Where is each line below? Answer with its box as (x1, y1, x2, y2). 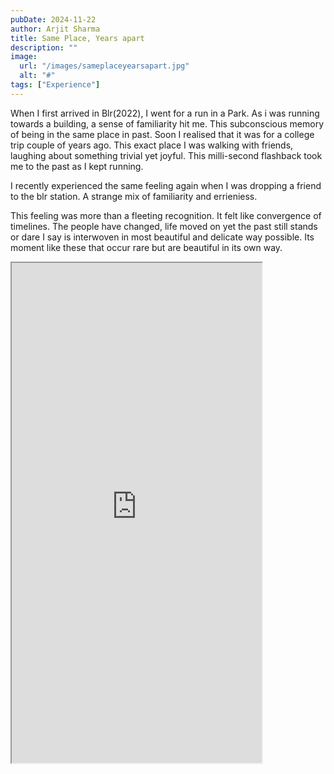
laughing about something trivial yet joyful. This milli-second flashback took (10, 149, 323, 161)
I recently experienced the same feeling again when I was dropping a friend (10, 179, 322, 191)
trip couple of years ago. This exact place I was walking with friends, (10, 139, 294, 151)
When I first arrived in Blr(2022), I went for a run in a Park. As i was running (10, 107, 320, 119)
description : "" (10, 42, 78, 53)
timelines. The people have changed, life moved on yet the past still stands (10, 220, 318, 232)
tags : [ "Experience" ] (10, 80, 101, 90)
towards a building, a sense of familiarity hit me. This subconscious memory (10, 117, 325, 130)
